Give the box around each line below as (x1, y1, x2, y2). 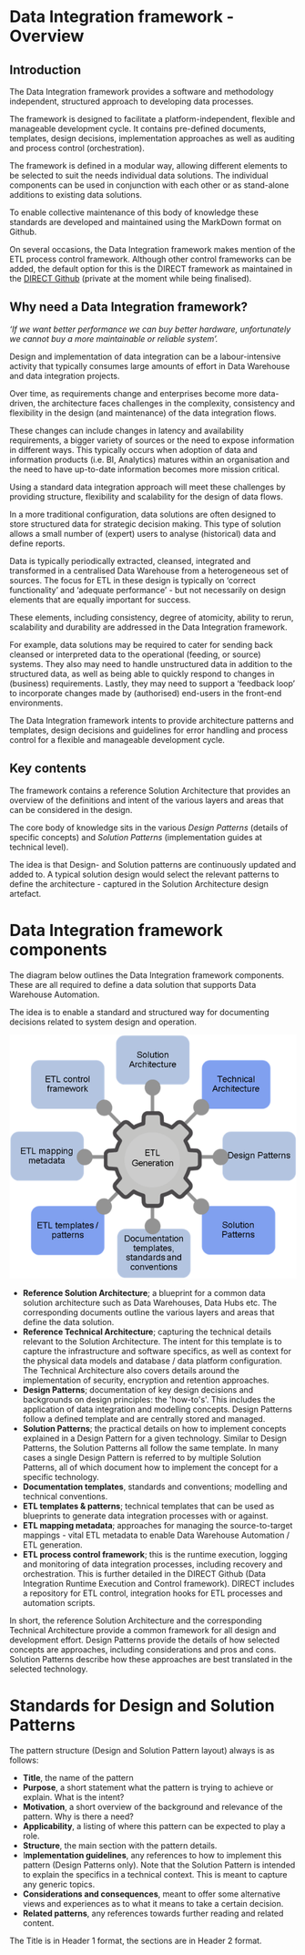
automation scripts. (22, 1598, 96, 1609)
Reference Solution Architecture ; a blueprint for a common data (22, 1288, 266, 1299)
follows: (9, 1754, 39, 1765)
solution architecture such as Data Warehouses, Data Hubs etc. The (22, 1297, 278, 1309)
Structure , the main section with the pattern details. (22, 1840, 218, 1851)
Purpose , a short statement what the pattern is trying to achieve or (22, 1782, 274, 1793)
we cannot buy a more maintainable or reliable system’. (9, 333, 219, 344)
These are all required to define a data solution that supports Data (9, 979, 257, 990)
